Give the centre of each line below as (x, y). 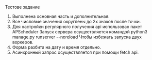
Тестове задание (23, 7)
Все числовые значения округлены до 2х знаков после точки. (76, 22)
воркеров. (23, 42)
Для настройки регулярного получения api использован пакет (77, 27)
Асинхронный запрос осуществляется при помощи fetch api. (75, 52)
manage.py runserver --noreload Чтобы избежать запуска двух (77, 37)
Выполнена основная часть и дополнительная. (61, 16)
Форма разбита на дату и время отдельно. (56, 47)
